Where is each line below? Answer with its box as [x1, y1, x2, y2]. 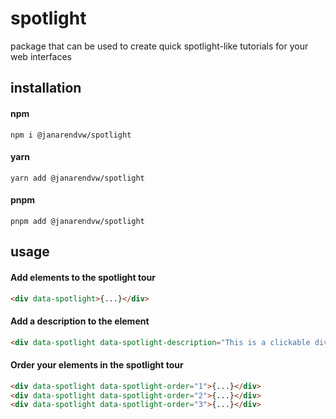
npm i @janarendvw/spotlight [10, 130, 132, 140]
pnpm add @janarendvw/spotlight [10, 216, 145, 226]
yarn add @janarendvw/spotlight [10, 173, 145, 183]
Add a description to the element [10, 315, 150, 327]
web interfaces [10, 50, 73, 62]
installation [10, 80, 82, 97]
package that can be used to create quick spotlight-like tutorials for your [10, 40, 309, 52]
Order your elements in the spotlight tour [10, 359, 184, 371]
